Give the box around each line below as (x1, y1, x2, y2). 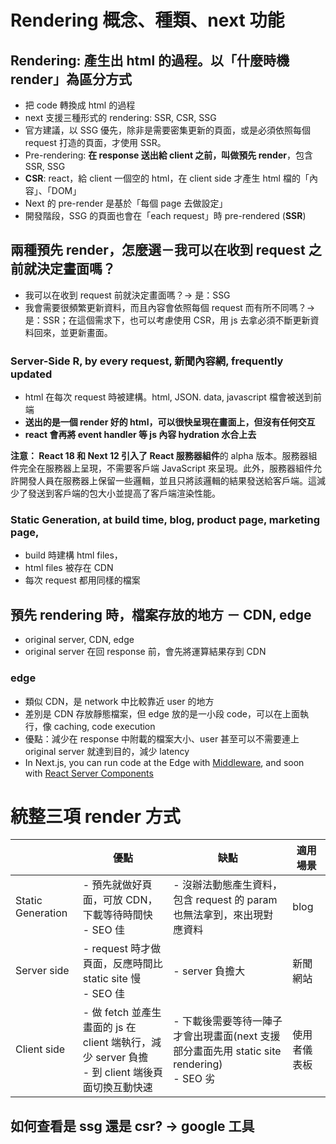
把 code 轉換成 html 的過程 (24, 99, 136, 111)
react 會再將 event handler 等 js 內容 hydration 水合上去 (24, 429, 257, 441)
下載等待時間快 (82, 908, 153, 922)
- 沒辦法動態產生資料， (173, 878, 283, 892)
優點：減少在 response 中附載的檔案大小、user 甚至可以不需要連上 (24, 732, 300, 745)
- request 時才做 (82, 942, 162, 956)
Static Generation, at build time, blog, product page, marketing (10, 513, 321, 527)
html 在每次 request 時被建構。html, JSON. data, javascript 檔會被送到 (24, 391, 313, 403)
